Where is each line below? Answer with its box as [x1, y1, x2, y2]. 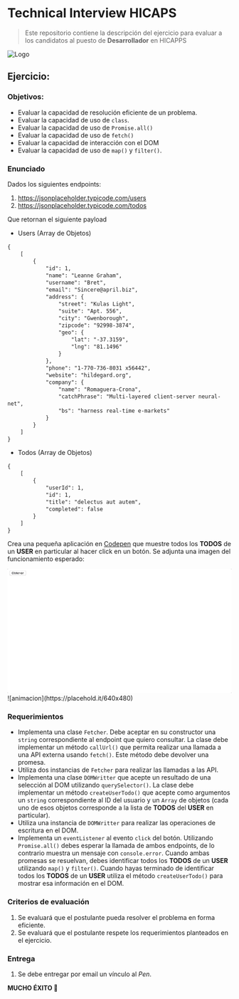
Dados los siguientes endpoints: [7, 179, 102, 188]
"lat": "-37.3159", [70, 336, 129, 343]
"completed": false [45, 506, 103, 513]
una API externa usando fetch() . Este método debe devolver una [17, 750, 209, 759]
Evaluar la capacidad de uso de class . [17, 115, 129, 124]
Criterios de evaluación [7, 897, 90, 907]
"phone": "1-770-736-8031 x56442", [45, 365, 152, 372]
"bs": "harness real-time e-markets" [58, 407, 171, 414]
